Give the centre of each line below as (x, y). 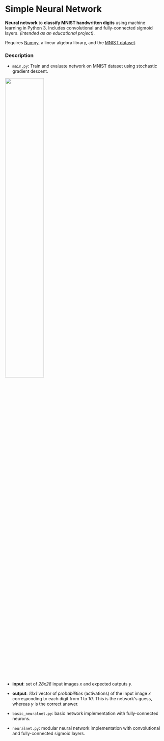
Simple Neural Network (54, 9)
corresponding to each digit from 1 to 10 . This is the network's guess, (82, 699)
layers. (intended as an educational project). (50, 33)
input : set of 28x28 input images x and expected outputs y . (72, 684)
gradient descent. (30, 71)
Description (19, 55)
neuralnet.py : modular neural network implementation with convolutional (86, 728)
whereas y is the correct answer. (45, 704)
